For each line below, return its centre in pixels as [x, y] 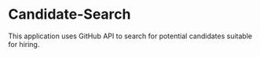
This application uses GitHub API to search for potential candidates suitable [130, 36]
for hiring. [24, 44]
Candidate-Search [70, 14]
